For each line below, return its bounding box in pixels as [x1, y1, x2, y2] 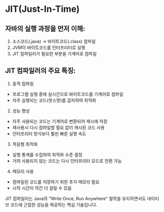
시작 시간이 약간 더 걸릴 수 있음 [12, 185, 72, 191]
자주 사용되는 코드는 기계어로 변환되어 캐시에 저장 [12, 118, 108, 124]
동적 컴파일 [12, 81, 34, 86]
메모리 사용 [12, 168, 34, 174]
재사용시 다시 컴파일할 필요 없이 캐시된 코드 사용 [12, 125, 105, 130]
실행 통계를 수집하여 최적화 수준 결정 [12, 152, 82, 158]
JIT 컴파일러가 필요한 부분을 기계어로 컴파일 [12, 51, 97, 56]
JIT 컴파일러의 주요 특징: [5, 67, 76, 75]
